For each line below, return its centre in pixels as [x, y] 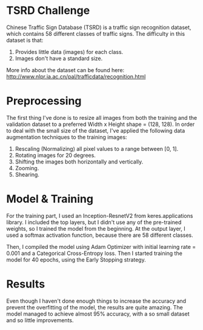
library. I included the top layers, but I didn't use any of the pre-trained [94, 222]
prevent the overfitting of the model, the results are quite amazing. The [95, 307]
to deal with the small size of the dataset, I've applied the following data [96, 130]
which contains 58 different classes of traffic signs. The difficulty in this [96, 33]
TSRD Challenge [48, 11]
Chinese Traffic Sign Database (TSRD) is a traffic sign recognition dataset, [99, 27]
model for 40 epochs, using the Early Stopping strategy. [76, 259]
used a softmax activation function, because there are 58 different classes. [100, 235]
